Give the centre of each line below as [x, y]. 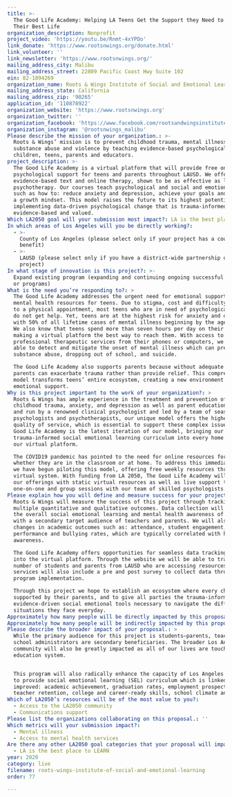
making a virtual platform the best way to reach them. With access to [119, 335]
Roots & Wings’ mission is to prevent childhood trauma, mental [108, 143]
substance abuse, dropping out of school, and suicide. [95, 355]
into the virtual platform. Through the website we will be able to [114, 559]
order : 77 [21, 777]
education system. [40, 655]
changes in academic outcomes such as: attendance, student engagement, [120, 528]
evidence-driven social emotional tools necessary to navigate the [113, 604]
